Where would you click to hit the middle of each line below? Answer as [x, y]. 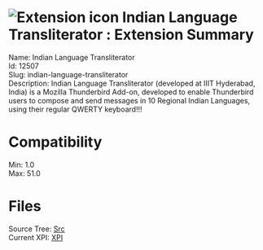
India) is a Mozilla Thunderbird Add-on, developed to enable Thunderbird [131, 92]
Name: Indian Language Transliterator [72, 57]
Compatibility [55, 142]
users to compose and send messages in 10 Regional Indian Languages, [129, 100]
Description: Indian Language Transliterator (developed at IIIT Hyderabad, [132, 83]
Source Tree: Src [37, 229]
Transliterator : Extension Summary [131, 35]
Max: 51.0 [24, 173]
